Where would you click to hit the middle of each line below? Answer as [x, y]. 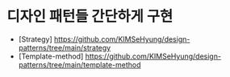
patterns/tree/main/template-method [79, 64]
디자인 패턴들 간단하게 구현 [90, 16]
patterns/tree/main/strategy [65, 47]
